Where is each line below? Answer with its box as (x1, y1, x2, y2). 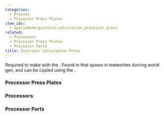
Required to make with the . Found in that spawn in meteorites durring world (5, 62, 160, 68)
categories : (5, 7, 30, 12)
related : (5, 30, 23, 35)
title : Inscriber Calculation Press (5, 48, 80, 53)
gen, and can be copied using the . (5, 67, 76, 73)
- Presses (9, 12, 30, 17)
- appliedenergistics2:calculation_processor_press (9, 26, 118, 30)
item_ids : (5, 21, 26, 26)
